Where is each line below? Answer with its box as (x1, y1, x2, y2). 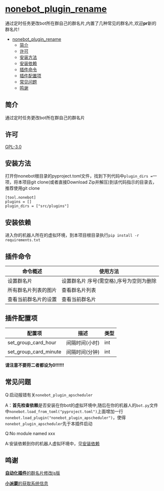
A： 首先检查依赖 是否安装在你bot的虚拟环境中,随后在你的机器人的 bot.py (5, 402, 150, 408)
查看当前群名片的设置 (7, 296, 57, 303)
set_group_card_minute (7, 348, 61, 355)
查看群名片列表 (61, 287, 97, 293)
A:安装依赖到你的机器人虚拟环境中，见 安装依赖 (5, 440, 100, 446)
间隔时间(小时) (66, 339, 100, 346)
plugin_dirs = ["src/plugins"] (5, 204, 69, 209)
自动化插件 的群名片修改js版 (5, 470, 60, 476)
